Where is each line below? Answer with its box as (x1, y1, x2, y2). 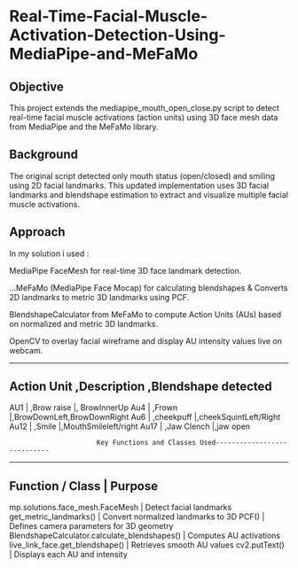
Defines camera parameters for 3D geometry (9, 521, 174, 532)
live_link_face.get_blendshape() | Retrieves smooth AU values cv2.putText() (9, 540, 286, 550)
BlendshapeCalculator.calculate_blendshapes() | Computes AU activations (9, 530, 281, 541)
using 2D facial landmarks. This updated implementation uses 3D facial (9, 180, 269, 191)
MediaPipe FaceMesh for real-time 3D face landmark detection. (9, 265, 242, 276)
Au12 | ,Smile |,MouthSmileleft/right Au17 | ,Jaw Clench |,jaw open (9, 421, 251, 432)
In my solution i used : (9, 248, 90, 259)
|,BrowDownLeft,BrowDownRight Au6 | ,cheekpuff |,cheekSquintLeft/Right (9, 412, 281, 423)
